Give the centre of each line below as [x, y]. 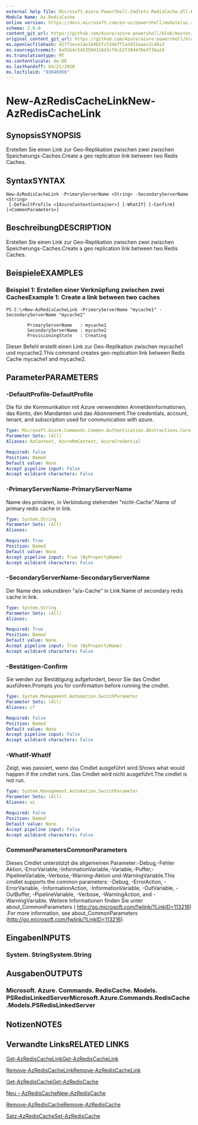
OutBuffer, [19, 894]
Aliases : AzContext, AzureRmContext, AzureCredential [74, 442]
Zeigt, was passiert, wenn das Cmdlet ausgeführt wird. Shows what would [95, 768]
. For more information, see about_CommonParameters [72, 913]
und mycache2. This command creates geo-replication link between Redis [95, 352]
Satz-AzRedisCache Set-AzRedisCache [53, 1116]
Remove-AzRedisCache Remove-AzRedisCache [63, 1104]
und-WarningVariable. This [143, 875]
